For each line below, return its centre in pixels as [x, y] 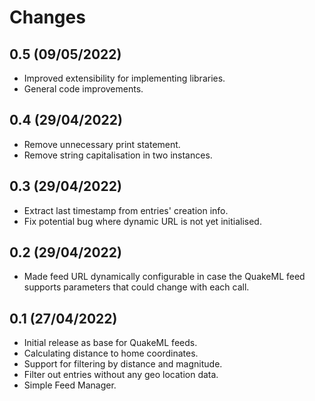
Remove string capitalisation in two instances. [118, 155]
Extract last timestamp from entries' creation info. [126, 210]
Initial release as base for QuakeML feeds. [110, 343]
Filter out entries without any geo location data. [121, 375]
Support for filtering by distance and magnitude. [123, 364]
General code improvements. [83, 89]
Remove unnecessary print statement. [102, 144]
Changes [47, 17]
